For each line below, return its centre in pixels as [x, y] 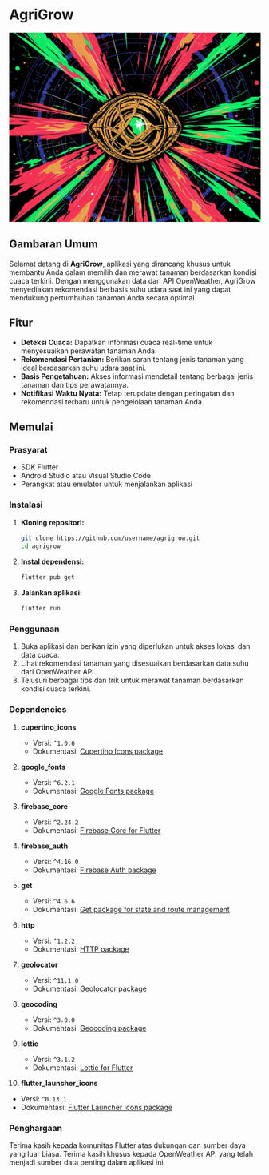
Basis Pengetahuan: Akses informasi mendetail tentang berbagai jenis [137, 376]
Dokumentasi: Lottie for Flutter [83, 1068]
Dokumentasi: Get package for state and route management [131, 909]
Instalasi [26, 505]
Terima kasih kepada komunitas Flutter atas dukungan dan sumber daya [127, 1145]
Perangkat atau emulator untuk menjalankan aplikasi [107, 484]
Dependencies [38, 710]
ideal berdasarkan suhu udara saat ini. [83, 368]
